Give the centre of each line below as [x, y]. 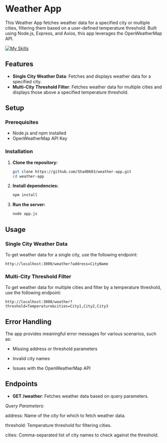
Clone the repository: [35, 162]
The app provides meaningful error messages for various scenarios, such [81, 334]
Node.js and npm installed [39, 133]
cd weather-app [28, 176]
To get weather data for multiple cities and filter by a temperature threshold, [83, 287]
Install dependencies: [35, 186]
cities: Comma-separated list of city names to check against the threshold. [82, 435]
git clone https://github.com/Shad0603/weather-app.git [72, 172]
